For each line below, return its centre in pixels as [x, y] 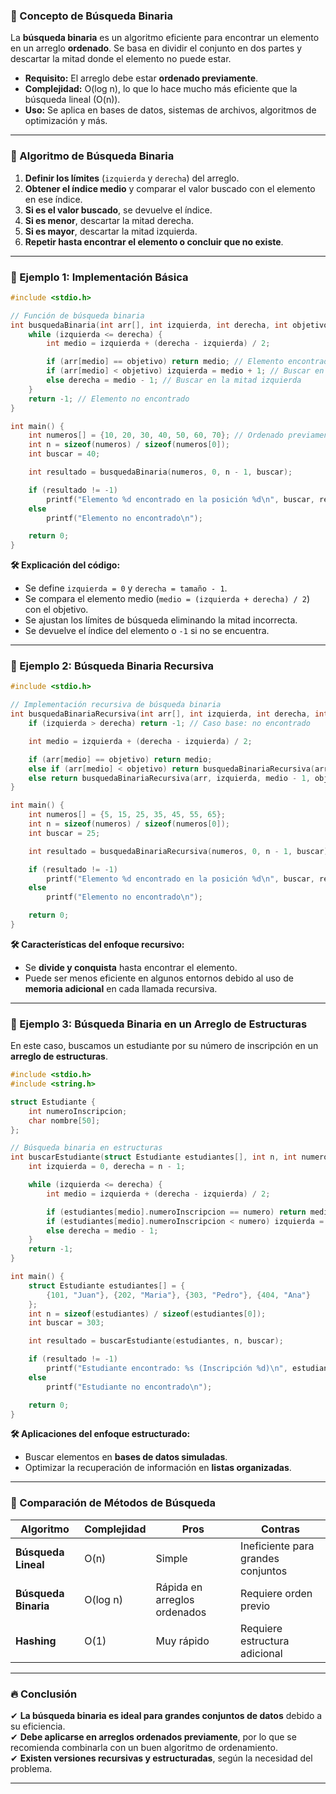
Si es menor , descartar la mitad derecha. [109, 220]
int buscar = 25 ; [64, 833]
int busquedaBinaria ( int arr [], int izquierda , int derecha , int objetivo [169, 325]
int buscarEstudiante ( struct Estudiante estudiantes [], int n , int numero [169, 1157]
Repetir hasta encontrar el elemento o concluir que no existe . [154, 241]
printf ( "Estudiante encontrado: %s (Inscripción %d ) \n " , [167, 1369]
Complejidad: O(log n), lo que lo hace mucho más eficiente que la [161, 89]
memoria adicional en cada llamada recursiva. [121, 988]
